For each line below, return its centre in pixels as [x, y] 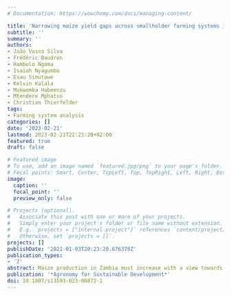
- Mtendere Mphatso [35, 96]
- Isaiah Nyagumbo [33, 70]
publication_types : [35, 255]
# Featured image [32, 160]
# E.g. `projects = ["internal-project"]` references [89, 230]
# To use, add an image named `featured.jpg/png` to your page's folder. [115, 166]
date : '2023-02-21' [35, 128]
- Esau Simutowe [30, 77]
